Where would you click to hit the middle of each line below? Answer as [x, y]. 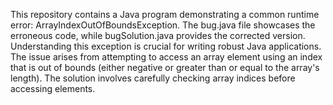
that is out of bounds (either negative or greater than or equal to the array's [165, 67]
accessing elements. [53, 88]
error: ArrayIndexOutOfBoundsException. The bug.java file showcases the [163, 25]
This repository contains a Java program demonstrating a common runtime [165, 14]
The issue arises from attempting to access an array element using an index [166, 57]
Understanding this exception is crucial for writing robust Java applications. [166, 46]
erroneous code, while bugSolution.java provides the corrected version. [158, 35]
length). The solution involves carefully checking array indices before [153, 78]
